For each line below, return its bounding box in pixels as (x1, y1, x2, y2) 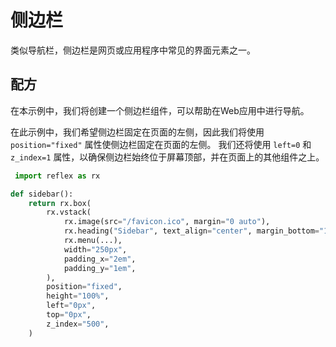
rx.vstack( (46, 207, 92, 218)
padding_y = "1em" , (63, 263, 137, 273)
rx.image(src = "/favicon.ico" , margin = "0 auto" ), (63, 217, 271, 227)
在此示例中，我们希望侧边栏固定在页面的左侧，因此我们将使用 (10, 126, 265, 138)
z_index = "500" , (46, 319, 110, 329)
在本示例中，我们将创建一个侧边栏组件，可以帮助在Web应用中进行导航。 (10, 104, 310, 116)
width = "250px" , (63, 244, 128, 255)
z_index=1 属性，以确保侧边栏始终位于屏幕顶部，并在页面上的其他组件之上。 (10, 151, 325, 163)
